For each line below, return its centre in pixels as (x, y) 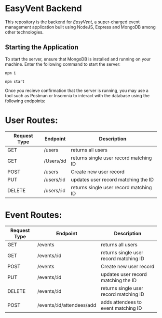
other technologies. (24, 32)
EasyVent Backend (43, 8)
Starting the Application (42, 47)
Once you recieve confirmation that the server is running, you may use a (77, 91)
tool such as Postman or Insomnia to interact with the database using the (77, 95)
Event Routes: (34, 215)
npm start (15, 81)
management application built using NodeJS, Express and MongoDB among (80, 27)
